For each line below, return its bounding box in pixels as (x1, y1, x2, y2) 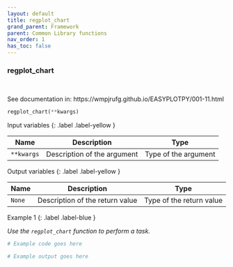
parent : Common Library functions (7, 29, 108, 37)
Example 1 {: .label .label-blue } (7, 213, 96, 222)
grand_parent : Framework (7, 23, 79, 30)
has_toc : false (7, 43, 51, 49)
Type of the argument (145, 149, 216, 159)
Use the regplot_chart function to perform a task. (7, 227, 151, 236)
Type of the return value (143, 196, 223, 206)
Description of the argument (46, 149, 138, 159)
